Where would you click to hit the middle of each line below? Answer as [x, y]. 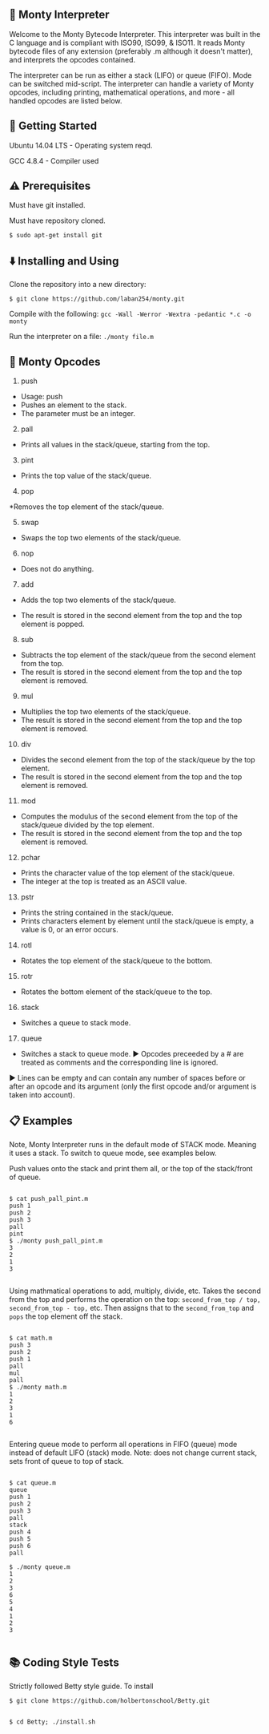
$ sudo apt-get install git [56, 236]
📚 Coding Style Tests [64, 1663]
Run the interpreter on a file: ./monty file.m [82, 337]
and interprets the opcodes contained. [72, 59]
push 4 [20, 1532]
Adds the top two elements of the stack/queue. [98, 600]
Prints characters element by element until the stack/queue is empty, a [137, 921]
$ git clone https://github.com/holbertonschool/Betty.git [110, 1700]
